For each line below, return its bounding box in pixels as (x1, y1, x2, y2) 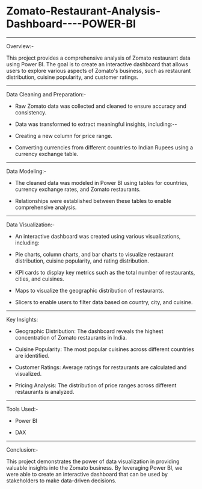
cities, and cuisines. (14, 275, 64, 282)
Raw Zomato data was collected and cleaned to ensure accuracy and (14, 102, 186, 110)
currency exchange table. (14, 150, 79, 157)
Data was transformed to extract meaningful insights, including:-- (14, 120, 177, 128)
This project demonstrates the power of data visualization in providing (6, 458, 180, 465)
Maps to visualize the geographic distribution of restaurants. (14, 287, 165, 294)
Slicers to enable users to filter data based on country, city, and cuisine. (14, 298, 194, 305)
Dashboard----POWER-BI (6, 17, 136, 31)
